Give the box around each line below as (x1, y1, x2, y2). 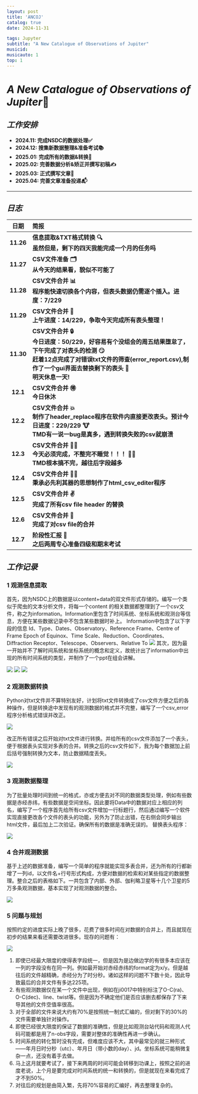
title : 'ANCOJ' (6, 14, 44, 20)
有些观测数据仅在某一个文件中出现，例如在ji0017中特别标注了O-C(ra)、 (15, 986, 187, 994)
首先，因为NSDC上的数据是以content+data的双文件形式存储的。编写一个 (6, 596, 183, 603)
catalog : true (6, 19, 42, 25)
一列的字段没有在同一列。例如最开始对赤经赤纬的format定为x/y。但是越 (15, 964, 189, 971)
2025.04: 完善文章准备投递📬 (15, 177, 88, 184)
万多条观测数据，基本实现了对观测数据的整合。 (6, 885, 120, 892)
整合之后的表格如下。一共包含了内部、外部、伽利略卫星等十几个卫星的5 (16, 877, 190, 884)
